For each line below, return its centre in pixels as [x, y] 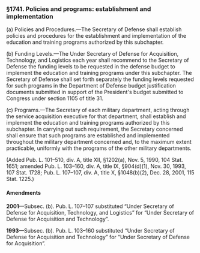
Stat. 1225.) [20, 179]
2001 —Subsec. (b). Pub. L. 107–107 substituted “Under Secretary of [90, 206]
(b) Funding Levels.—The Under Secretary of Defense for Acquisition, [92, 54]
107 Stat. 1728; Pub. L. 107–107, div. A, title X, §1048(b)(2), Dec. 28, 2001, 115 [100, 173]
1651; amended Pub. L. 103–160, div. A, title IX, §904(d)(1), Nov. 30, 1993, [96, 166]
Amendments [23, 192]
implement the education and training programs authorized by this [88, 123]
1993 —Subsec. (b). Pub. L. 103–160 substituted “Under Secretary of [91, 230]
